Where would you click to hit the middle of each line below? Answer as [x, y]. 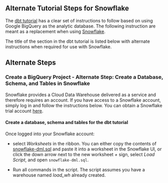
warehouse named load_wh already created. [59, 175]
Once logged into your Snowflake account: [50, 134]
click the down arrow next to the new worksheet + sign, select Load [83, 154]
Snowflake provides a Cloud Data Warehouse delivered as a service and [81, 95]
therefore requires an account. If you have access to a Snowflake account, [83, 100]
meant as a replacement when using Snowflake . [55, 31]
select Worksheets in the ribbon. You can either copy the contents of [85, 143]
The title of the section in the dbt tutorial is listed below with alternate [78, 41]
